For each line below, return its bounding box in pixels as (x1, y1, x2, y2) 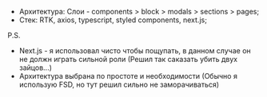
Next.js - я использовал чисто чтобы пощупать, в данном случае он (18, 46, 251, 55)
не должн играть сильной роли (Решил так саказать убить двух (18, 55, 237, 64)
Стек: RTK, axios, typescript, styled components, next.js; (18, 15, 207, 25)
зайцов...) (18, 63, 53, 72)
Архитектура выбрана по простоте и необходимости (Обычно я (18, 72, 237, 80)
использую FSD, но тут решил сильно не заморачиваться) (18, 80, 220, 89)
